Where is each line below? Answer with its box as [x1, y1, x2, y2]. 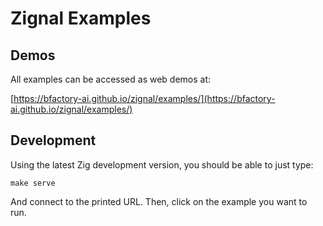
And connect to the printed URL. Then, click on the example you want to [10, 195, 308, 207]
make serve [10, 178, 56, 188]
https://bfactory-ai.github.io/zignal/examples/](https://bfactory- [13, 93, 276, 104]
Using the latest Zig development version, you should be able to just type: [10, 158, 314, 171]
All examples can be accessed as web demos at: [10, 73, 212, 85]
